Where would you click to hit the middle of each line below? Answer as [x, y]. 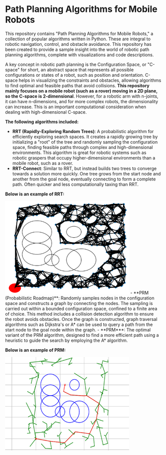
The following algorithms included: [42, 122]
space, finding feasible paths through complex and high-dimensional [83, 147]
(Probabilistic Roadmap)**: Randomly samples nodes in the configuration [80, 298]
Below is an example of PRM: [35, 350]
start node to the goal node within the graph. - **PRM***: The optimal [78, 329]
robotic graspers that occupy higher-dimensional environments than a [84, 157]
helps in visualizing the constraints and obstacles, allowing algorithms [90, 80]
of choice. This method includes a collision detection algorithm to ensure [80, 314]
